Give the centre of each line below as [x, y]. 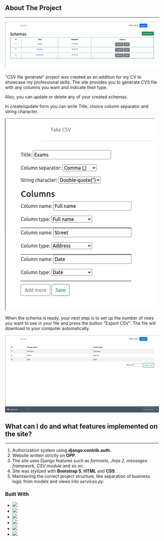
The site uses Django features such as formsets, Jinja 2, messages [80, 461]
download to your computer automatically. [48, 328]
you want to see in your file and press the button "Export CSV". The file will [81, 323]
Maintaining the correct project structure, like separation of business [81, 476]
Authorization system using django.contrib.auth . [61, 450]
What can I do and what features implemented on [81, 426]
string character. [21, 111]
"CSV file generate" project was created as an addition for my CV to [73, 77]
